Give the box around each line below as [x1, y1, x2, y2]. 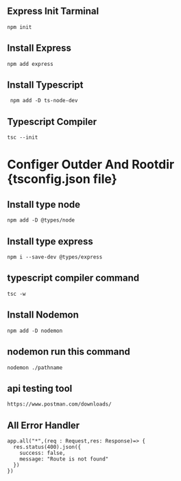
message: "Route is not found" [19, 456, 109, 462]
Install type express [7, 235, 94, 247]
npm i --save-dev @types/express [7, 254, 103, 261]
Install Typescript [7, 79, 84, 91]
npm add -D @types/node [7, 217, 75, 224]
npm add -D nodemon [7, 327, 63, 334]
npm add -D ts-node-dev [10, 97, 78, 104]
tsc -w [7, 290, 26, 297]
